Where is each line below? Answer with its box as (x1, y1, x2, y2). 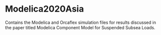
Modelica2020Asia (5, 3, 84, 15)
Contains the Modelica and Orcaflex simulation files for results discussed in (5, 19, 157, 25)
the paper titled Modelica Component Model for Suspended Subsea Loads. (5, 24, 156, 30)
